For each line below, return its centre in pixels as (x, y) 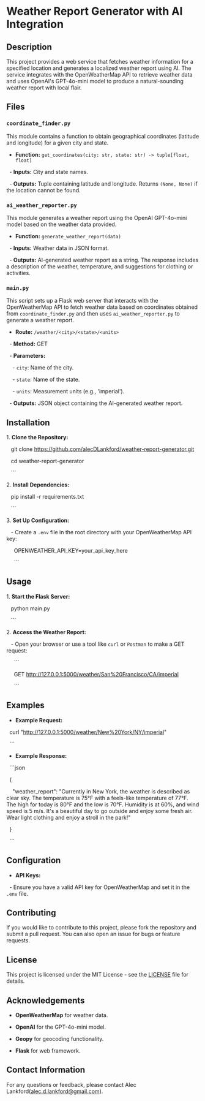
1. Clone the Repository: (37, 437)
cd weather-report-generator (47, 461)
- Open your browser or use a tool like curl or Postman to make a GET (98, 644)
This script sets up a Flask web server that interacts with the (82, 301)
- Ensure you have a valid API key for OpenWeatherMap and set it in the (99, 887)
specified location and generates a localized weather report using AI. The (99, 68)
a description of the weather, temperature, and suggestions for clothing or (100, 266)
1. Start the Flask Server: (38, 596)
